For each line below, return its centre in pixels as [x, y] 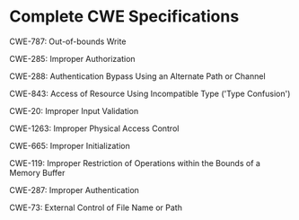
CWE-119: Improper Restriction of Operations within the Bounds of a [135, 163]
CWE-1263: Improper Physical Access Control [94, 128]
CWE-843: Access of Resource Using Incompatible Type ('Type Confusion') [150, 93]
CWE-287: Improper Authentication [74, 189]
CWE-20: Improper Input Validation [74, 110]
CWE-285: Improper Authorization [73, 58]
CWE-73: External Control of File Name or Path [96, 207]
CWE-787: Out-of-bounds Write [68, 41]
